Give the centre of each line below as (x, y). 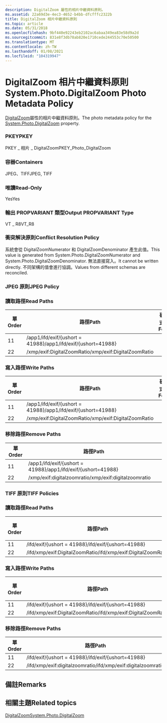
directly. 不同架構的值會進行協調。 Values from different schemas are (75, 267)
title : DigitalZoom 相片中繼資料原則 (41, 19)
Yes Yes (12, 199)
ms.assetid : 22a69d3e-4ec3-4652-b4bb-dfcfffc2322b (59, 14)
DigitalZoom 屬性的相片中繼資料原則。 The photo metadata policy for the (79, 118)
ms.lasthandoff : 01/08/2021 (34, 51)
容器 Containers (24, 162)
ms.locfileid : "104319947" (33, 56)
